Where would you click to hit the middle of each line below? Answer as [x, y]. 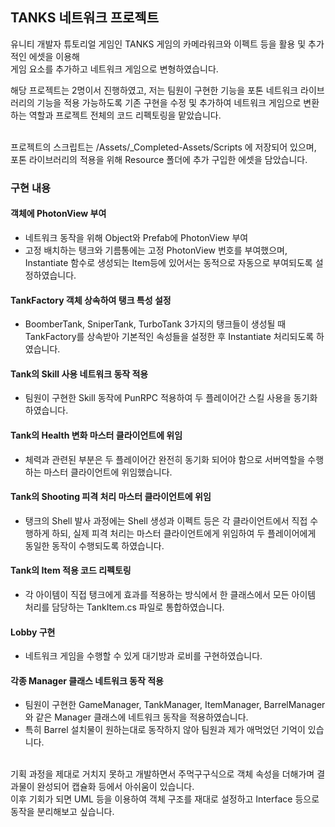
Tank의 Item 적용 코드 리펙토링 [71, 570]
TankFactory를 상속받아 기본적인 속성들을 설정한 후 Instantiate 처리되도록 [169, 337]
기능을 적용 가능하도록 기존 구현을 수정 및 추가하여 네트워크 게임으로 [169, 102]
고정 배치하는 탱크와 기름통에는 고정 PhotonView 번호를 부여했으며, [156, 250]
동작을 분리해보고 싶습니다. [62, 812]
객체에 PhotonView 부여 [58, 214]
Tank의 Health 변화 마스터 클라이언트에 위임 [96, 435]
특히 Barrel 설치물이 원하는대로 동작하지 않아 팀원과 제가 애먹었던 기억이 [165, 730]
